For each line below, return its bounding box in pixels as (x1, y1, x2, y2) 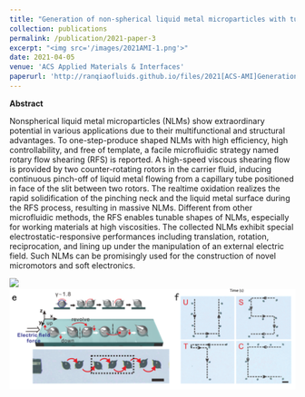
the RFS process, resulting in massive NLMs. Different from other (9, 202, 252, 213)
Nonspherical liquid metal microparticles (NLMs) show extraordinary (9, 115, 265, 126)
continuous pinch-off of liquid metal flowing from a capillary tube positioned (9, 173, 295, 184)
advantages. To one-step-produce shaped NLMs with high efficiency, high (9, 134, 289, 145)
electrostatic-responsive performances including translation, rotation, (9, 231, 270, 242)
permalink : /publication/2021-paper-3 (9, 34, 156, 43)
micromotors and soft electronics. (9, 259, 136, 271)
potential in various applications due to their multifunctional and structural (9, 125, 286, 136)
